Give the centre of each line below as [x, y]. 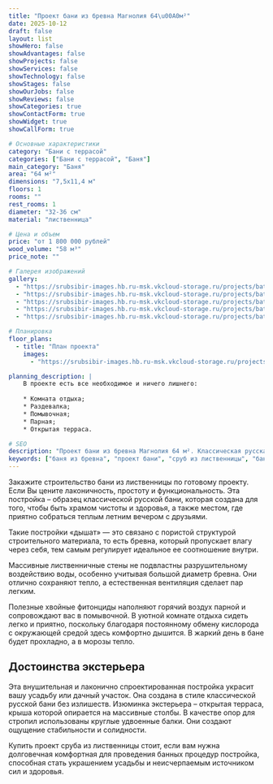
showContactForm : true [47, 115]
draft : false [30, 31]
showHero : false [36, 46]
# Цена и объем [34, 234]
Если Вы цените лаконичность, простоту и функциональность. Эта [124, 491]
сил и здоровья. [36, 771]
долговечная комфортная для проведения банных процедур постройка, [134, 754]
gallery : [23, 279]
